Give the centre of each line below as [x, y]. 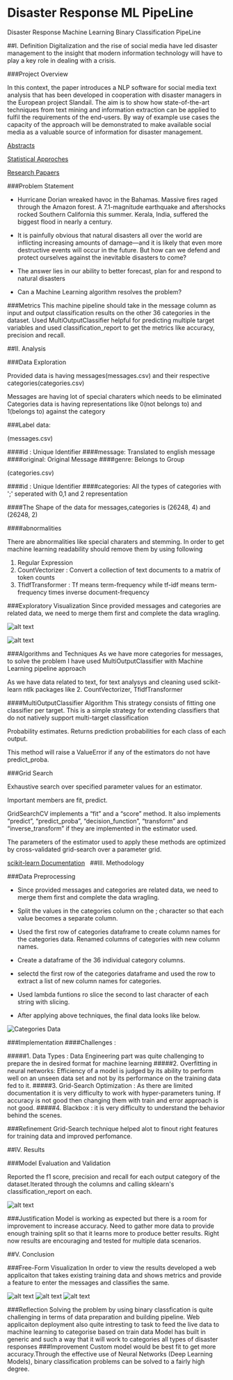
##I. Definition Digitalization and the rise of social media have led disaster [112, 45]
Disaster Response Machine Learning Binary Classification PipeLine [104, 32]
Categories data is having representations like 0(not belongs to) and [105, 404]
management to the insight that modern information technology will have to [115, 53]
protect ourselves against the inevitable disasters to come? [102, 257]
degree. [18, 1369]
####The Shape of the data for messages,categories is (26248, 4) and [109, 507]
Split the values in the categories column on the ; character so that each [120, 911]
